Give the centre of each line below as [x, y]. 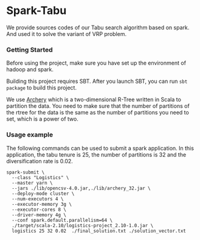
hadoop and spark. [30, 69]
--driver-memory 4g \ [39, 215]
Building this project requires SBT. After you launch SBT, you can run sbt [97, 81]
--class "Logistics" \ [40, 177]
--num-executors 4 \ [38, 199]
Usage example [30, 135]
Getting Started [29, 49]
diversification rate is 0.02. [40, 161]
